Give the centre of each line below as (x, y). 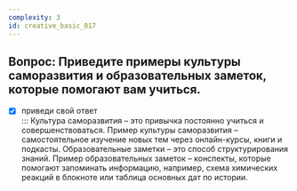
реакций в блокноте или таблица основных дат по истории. (134, 178)
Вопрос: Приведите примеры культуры (124, 62)
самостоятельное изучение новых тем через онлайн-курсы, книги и (152, 139)
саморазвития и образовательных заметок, (138, 75)
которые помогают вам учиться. (104, 89)
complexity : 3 (35, 17)
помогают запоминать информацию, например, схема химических (149, 168)
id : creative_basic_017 (52, 26)
